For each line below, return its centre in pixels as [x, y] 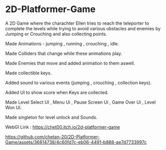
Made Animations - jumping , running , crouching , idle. [62, 43]
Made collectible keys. [28, 73]
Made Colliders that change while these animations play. [64, 53]
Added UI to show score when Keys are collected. [57, 92]
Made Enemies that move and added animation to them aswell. [70, 63]
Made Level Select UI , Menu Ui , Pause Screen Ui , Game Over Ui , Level [80, 102]
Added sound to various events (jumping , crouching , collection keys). [78, 83]
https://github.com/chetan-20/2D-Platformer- [53, 136]
